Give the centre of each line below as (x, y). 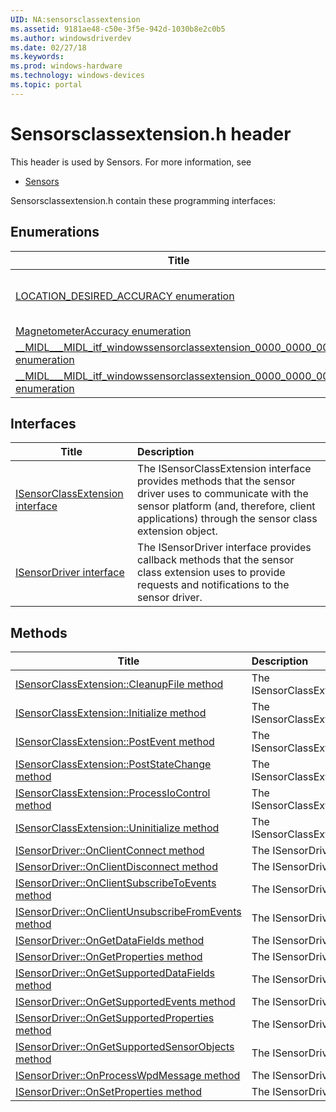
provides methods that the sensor (216, 481)
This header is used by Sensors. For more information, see (131, 162)
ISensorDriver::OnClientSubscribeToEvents (116, 883)
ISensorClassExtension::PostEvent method (115, 742)
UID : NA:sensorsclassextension (75, 19)
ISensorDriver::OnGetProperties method (109, 957)
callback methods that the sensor (216, 560)
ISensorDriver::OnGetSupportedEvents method (125, 1002)
